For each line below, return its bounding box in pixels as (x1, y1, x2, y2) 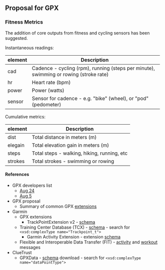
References (5, 171, 29, 177)
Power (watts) (31, 87, 65, 94)
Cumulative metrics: (5, 113, 46, 120)
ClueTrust (12, 249, 32, 255)
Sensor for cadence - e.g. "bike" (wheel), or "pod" (31, 95, 149, 101)
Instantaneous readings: (5, 44, 54, 51)
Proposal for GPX (5, 4, 59, 12)
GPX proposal (12, 198, 41, 204)
